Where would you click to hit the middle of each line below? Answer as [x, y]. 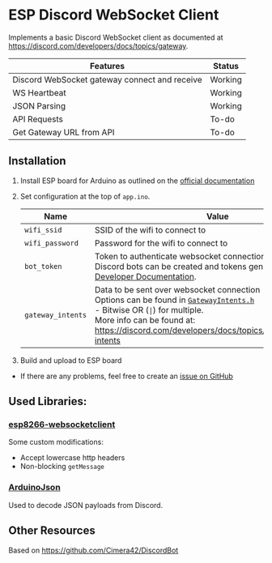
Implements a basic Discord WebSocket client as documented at [116, 37]
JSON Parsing [39, 105]
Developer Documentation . [145, 276]
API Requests [38, 119]
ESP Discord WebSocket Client [114, 15]
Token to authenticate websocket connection [180, 256]
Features [108, 66]
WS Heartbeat [39, 92]
